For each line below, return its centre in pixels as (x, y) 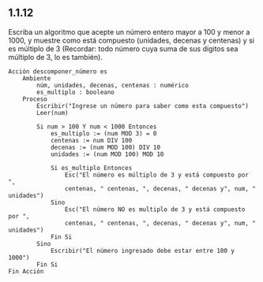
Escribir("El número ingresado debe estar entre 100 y (143, 250)
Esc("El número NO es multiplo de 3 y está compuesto (155, 209)
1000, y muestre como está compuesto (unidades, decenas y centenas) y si (131, 40)
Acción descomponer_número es (58, 71)
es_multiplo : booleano (75, 92)
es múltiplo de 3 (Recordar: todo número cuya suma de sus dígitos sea (123, 48)
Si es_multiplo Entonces (91, 168)
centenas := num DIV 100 (91, 140)
